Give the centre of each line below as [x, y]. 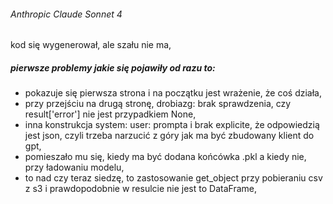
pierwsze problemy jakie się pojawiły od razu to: [113, 67]
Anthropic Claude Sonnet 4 [66, 14]
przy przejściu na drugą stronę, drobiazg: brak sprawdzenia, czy [158, 104]
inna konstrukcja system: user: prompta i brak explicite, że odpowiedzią [172, 125]
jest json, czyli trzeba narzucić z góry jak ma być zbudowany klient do [169, 136]
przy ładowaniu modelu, [74, 167]
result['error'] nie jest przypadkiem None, [110, 114]
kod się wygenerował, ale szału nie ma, [91, 45]
